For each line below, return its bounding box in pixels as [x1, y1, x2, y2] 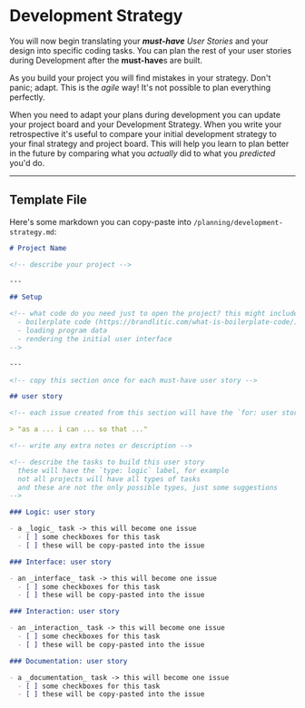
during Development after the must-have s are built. [9, 54, 202, 65]
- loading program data [17, 326, 107, 335]
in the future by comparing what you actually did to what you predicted [9, 147, 276, 159]
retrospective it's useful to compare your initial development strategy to [9, 128, 277, 139]
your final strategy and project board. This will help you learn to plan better [9, 138, 290, 149]
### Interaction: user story [9, 607, 120, 616]
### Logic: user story [9, 507, 95, 517]
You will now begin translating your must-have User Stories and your [9, 35, 269, 46]
